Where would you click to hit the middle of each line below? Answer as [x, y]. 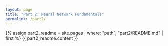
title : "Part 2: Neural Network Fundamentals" [55, 14]
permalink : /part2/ [26, 19]
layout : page [19, 10]
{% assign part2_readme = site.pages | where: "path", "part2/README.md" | [84, 33]
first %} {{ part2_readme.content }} [42, 38]
